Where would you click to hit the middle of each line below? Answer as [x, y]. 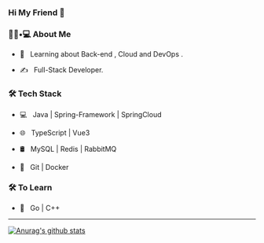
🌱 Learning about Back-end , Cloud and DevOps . [101, 54]
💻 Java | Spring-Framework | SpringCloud [90, 114]
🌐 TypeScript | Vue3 [55, 132]
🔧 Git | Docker [44, 167]
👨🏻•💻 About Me [40, 34]
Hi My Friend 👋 [37, 13]
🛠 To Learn [30, 188]
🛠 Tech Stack [35, 94]
